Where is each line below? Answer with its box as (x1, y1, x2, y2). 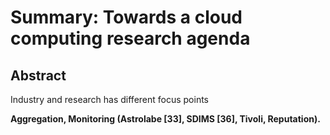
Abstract (10, 67, 67, 84)
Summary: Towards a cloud (10, 6, 243, 29)
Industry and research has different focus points (10, 94, 210, 105)
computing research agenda (10, 27, 251, 50)
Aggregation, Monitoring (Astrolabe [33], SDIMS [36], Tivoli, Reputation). (10, 113, 321, 125)
